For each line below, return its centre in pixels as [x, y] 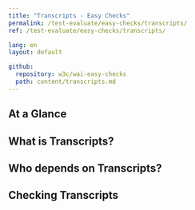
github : [21, 67]
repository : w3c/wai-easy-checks [71, 74]
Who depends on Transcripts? [85, 168]
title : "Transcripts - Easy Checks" [69, 16]
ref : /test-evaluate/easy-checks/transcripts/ [87, 30]
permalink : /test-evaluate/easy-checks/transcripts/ [98, 23]
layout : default [35, 53]
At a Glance [38, 114]
